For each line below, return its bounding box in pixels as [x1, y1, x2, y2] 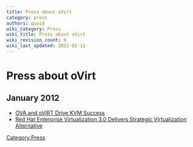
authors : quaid [6, 20, 45, 26]
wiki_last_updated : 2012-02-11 [6, 43, 86, 49]
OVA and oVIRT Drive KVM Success [15, 109, 105, 116]
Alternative [15, 122, 43, 129]
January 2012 [6, 93, 60, 103]
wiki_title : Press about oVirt [6, 32, 86, 38]
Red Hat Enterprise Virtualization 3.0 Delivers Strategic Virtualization [15, 115, 187, 123]
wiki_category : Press [6, 26, 61, 32]
